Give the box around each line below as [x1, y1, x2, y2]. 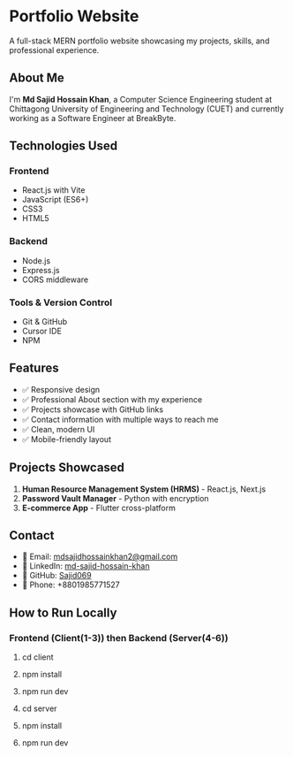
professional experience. [9, 44, 100, 55]
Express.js [21, 264, 60, 275]
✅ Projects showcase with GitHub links [21, 404, 164, 415]
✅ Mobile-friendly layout [21, 433, 112, 444]
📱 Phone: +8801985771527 [21, 579, 121, 590]
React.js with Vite [21, 185, 86, 195]
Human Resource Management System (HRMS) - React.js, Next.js [21, 484, 267, 494]
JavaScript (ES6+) [21, 195, 89, 205]
